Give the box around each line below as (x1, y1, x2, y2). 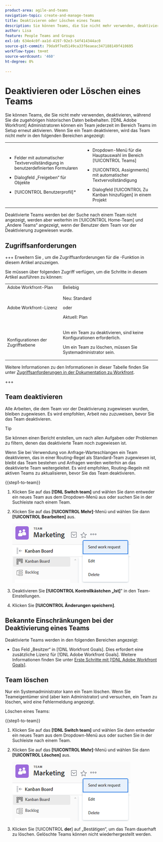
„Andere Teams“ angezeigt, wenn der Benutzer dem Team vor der (5, 222, 137, 228)
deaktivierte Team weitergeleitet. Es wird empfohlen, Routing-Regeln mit (5, 465, 150, 471)
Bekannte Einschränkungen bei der (5, 617, 114, 625)
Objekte (14, 180, 30, 185)
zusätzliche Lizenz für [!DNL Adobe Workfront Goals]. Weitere (12, 651, 137, 657)
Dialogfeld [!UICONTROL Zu (92, 186, 148, 192)
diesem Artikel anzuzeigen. (5, 260, 60, 266)
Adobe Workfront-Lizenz (7, 305, 58, 311)
